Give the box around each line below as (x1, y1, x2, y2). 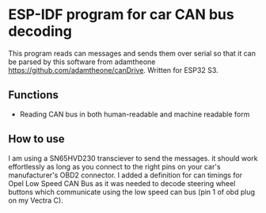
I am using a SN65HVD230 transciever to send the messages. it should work (8, 153, 258, 163)
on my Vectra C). (8, 196, 63, 205)
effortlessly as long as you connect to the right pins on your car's (8, 162, 221, 171)
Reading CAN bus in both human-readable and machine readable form (19, 109, 250, 119)
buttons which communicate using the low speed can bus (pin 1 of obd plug (8, 187, 256, 196)
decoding (8, 22, 73, 40)
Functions (8, 89, 59, 102)
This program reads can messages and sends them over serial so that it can (8, 48, 256, 58)
